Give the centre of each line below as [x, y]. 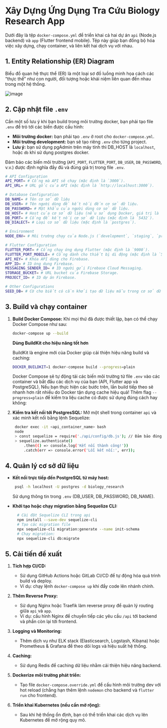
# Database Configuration [32, 195]
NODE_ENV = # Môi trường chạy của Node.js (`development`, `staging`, [80, 236]
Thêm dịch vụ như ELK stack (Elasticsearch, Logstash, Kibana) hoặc [90, 641]
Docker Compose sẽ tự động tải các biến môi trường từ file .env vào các [86, 376]
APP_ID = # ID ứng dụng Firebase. [40, 264]
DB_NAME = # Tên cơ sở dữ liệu [38, 200]
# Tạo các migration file [44, 525]
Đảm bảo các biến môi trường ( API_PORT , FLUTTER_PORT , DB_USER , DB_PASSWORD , [83, 162]
